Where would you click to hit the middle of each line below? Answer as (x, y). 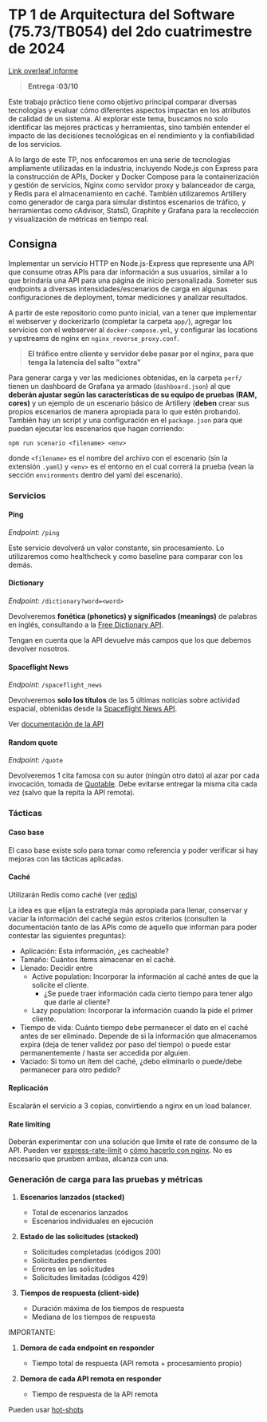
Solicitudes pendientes (69, 1260)
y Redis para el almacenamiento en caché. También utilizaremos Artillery (128, 193)
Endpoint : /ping (34, 532)
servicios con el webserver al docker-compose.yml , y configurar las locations (133, 330)
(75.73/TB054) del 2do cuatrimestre (130, 32)
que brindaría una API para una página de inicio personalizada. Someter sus (133, 280)
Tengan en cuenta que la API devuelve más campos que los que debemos (130, 640)
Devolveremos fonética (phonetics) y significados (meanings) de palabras (133, 616)
